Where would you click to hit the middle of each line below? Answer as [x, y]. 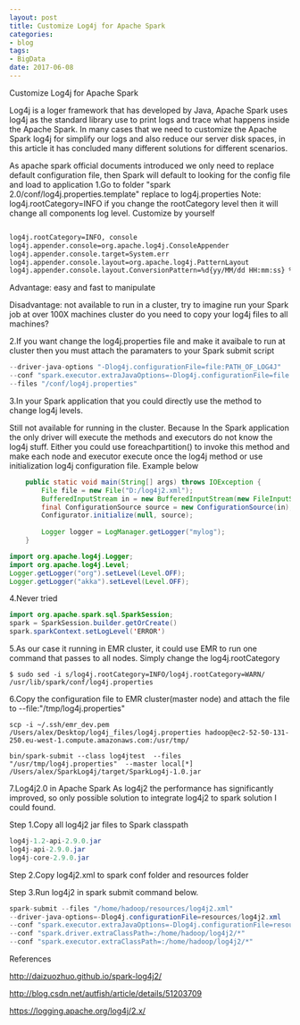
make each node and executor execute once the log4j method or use [136, 456]
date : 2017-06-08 [42, 68]
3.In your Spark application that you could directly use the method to [135, 401]
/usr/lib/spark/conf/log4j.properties [81, 682]
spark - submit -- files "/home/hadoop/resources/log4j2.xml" [121, 909]
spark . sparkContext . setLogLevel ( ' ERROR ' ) [87, 631]
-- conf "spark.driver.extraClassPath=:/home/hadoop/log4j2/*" [127, 934]
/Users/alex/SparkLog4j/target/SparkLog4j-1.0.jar [105, 772]
